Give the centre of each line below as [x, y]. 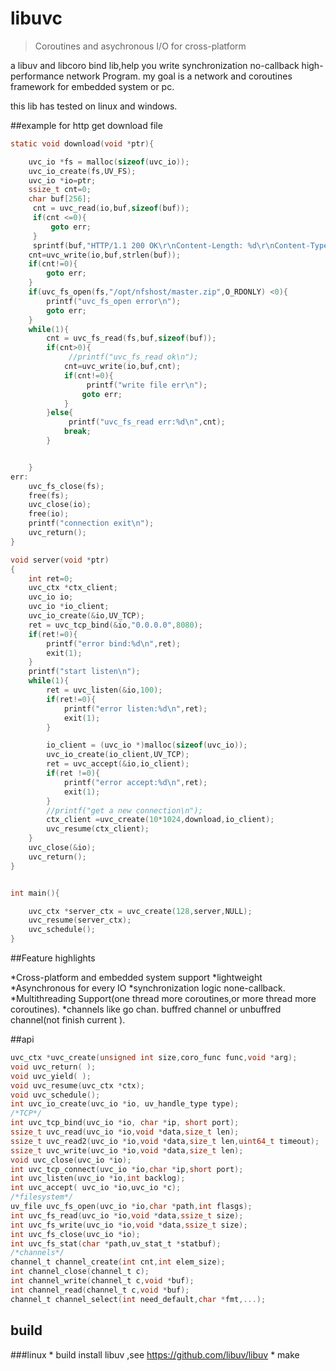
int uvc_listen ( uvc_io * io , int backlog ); [98, 1178]
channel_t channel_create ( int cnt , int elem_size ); [118, 1262]
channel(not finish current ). [68, 1020]
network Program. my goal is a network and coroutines [179, 76]
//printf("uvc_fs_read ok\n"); [133, 357]
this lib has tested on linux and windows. [94, 106]
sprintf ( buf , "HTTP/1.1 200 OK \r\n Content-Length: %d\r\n [153, 245]
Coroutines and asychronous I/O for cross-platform [140, 46]
